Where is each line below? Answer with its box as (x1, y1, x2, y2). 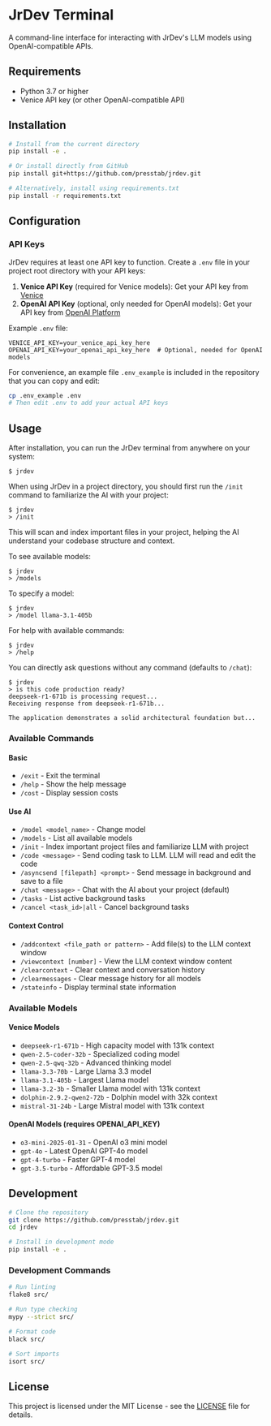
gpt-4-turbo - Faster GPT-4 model (19, 1154, 135, 1164)
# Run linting (8, 1283, 57, 1291)
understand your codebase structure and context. (8, 536, 175, 545)
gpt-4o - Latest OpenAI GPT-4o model (19, 1146, 148, 1156)
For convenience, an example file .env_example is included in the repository (8, 367, 260, 377)
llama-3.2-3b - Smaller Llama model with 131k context (19, 1084, 200, 1093)
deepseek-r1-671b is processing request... (8, 692, 158, 701)
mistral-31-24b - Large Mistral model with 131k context (19, 1101, 204, 1110)
